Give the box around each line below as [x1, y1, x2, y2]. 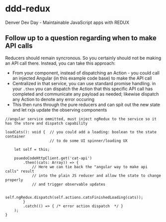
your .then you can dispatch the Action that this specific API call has [12, 86, 153, 92]
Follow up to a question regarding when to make [5, 34, 157, 42]
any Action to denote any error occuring [12, 96, 94, 102]
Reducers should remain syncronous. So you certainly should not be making [5, 55, 162, 61]
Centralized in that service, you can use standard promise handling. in [12, 80, 156, 86]
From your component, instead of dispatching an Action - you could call [12, 70, 160, 76]
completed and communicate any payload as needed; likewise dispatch [12, 91, 159, 97]
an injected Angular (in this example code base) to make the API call [12, 75, 152, 81]
